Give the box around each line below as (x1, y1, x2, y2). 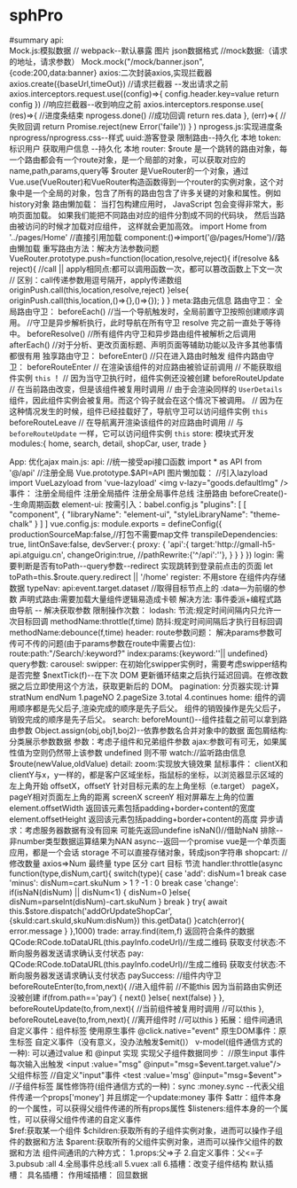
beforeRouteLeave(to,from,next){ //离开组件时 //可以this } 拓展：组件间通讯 (9, 1014, 283, 1025)
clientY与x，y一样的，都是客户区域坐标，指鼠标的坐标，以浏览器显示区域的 (9, 769, 284, 780)
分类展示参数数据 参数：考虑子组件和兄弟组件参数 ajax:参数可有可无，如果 (9, 736, 279, 746)
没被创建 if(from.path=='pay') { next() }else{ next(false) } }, (9, 992, 225, 1003)
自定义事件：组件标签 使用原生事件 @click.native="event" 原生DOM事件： (9, 1025, 279, 1036)
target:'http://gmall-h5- (191, 538, 277, 550)
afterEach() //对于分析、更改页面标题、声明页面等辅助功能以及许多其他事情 (9, 339, 284, 350)
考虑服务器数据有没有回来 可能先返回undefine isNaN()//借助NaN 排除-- (24, 825, 284, 835)
